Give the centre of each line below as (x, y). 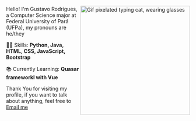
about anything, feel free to (39, 101)
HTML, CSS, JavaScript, (36, 51)
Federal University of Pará (37, 21)
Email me (17, 107)
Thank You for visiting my (37, 88)
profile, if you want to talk (37, 95)
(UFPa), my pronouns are (36, 27)
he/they (15, 34)
